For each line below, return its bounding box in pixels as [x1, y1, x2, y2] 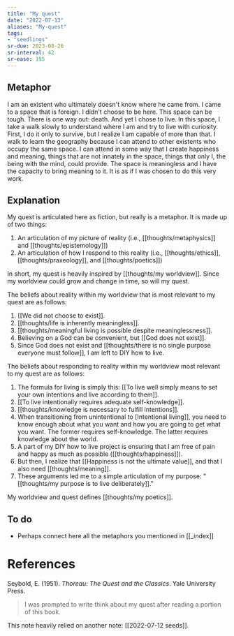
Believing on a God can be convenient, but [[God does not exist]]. [17, 334, 207, 342]
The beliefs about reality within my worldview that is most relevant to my [7, 290, 216, 299]
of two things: [7, 221, 47, 229]
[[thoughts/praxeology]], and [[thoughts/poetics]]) [17, 256, 163, 265]
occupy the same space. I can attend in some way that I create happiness [7, 145, 219, 153]
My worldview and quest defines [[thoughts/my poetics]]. [7, 493, 173, 501]
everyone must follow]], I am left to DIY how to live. [17, 348, 165, 357]
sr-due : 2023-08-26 [7, 43, 64, 50]
